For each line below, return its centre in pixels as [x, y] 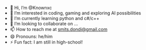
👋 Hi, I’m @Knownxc [31, 8]
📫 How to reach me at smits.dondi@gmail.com [59, 29]
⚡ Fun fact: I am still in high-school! [46, 42]
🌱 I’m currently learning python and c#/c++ [54, 18]
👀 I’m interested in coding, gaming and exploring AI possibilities [76, 13]
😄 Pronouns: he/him [31, 36]
